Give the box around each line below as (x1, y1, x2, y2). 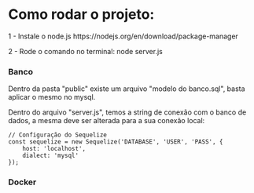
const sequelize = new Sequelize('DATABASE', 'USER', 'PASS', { (8, 138, 223, 146)
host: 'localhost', (22, 145, 87, 153)
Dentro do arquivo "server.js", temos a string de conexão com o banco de (8, 107, 247, 117)
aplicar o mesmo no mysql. (8, 93, 96, 102)
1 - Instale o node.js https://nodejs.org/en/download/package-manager (8, 31, 238, 41)
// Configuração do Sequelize (8, 131, 108, 139)
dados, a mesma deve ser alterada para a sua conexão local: (8, 116, 205, 126)
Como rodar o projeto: (8, 5, 155, 24)
